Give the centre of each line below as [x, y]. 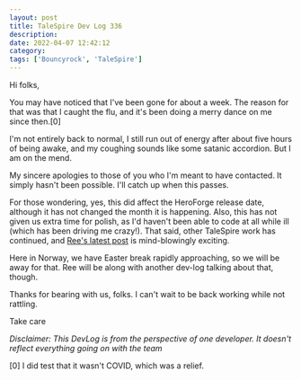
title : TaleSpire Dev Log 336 [66, 26]
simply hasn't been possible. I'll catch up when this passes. [119, 185]
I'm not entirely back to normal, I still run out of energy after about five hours [150, 139]
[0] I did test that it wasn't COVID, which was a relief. [107, 366]
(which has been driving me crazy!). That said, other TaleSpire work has [142, 231]
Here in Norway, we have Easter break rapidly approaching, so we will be [145, 258]
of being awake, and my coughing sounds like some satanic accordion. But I [150, 148]
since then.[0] [35, 121]
